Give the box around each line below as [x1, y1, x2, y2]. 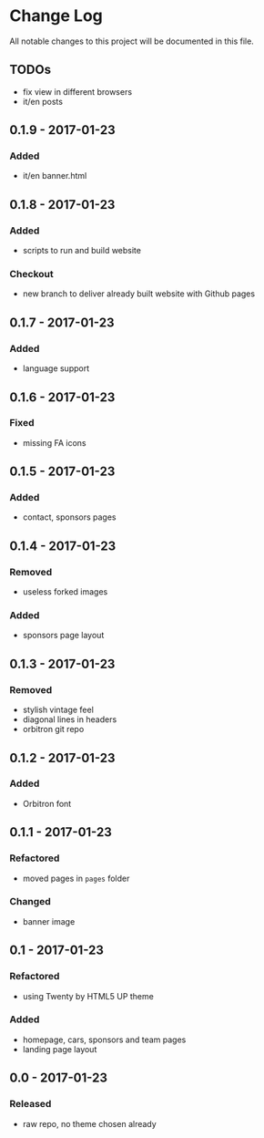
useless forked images [22, 586, 108, 597]
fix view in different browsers [22, 86, 133, 97]
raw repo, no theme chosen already [22, 1118, 157, 1129]
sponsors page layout [22, 630, 105, 641]
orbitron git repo [22, 724, 85, 735]
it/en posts [22, 96, 64, 107]
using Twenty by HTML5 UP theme [22, 990, 155, 1001]
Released [9, 1098, 52, 1111]
